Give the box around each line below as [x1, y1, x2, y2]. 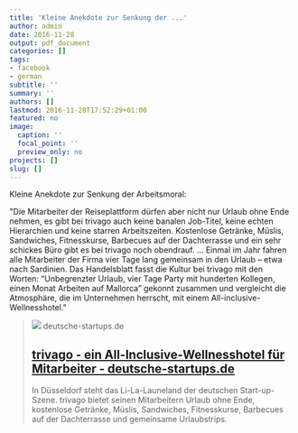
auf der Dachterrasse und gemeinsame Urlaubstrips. [31, 414, 228, 425]
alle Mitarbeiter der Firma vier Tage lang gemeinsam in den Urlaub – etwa [9, 254, 283, 265]
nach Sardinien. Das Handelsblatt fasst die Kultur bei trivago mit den [9, 263, 264, 275]
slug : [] [9, 164, 42, 173]
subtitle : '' [9, 80, 59, 89]
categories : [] [9, 47, 67, 56]
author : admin [9, 22, 63, 31]
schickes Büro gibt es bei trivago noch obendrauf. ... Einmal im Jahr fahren [9, 244, 287, 255]
